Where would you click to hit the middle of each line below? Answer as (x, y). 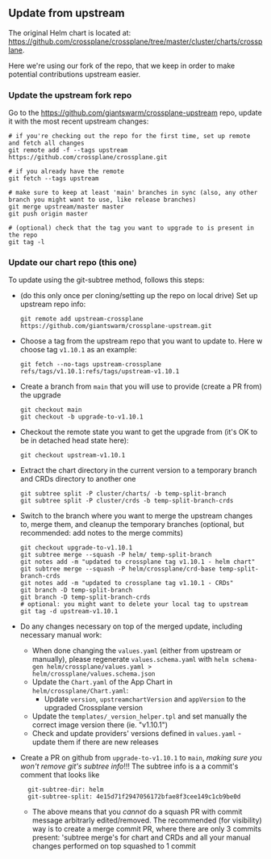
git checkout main (51, 410)
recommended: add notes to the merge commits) (102, 533)
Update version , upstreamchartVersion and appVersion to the (145, 699)
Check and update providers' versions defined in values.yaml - (137, 734)
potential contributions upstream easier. (75, 74)
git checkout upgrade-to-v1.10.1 (76, 548)
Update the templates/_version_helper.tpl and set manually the (140, 716)
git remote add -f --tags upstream (68, 150)
